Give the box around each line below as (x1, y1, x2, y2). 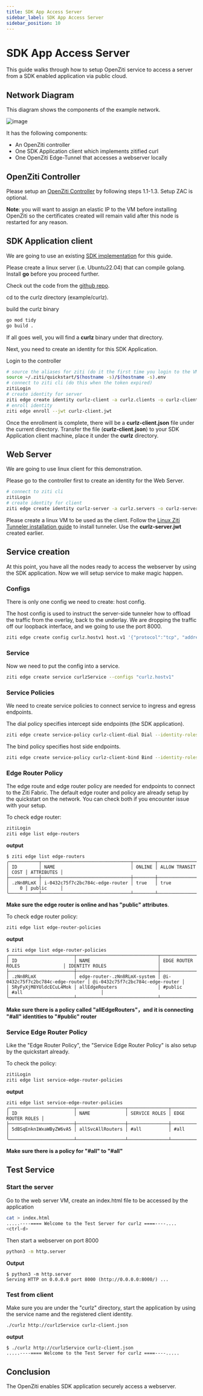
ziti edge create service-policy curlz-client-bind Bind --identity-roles (6, 755, 199, 761)
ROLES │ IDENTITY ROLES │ (6, 963, 161, 969)
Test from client (6, 1291, 54, 1299)
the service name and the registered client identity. (6, 1311, 133, 1318)
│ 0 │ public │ (6, 885, 63, 891)
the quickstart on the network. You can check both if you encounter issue (6, 795, 189, 803)
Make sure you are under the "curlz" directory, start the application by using (6, 1304, 196, 1311)
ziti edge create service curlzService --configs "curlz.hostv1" (6, 674, 174, 680)
